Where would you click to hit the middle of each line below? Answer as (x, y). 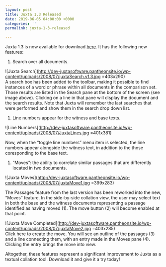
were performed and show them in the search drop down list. (68, 108)
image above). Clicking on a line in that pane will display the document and (82, 98)
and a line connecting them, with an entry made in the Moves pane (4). (78, 239)
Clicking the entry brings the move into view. (51, 245)
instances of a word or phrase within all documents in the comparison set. (81, 87)
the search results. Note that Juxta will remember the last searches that (78, 103)
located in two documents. (40, 168)
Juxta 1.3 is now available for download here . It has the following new (76, 47)
